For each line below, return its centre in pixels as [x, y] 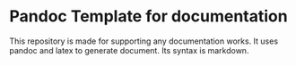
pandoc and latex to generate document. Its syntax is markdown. [129, 50]
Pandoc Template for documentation [149, 16]
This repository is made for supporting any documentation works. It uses [144, 41]
